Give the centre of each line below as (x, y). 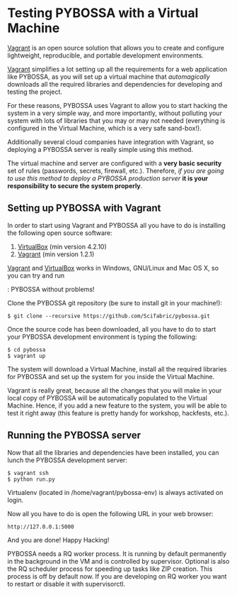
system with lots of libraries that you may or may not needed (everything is (116, 120)
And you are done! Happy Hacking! (58, 540)
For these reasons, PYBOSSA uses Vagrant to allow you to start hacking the (117, 105)
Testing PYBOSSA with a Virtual (103, 13)
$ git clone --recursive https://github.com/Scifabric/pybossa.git (109, 316)
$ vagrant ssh (28, 473)
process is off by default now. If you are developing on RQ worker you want (117, 576)
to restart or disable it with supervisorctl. (67, 584)
